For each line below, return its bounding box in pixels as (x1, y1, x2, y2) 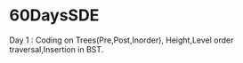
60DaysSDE (9, 5, 100, 26)
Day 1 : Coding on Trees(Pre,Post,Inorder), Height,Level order (9, 35, 234, 45)
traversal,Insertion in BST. (9, 43, 104, 54)
